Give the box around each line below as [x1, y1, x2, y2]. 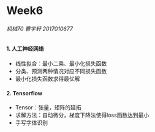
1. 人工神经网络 [6, 45, 44, 53]
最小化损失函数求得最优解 [15, 75, 80, 82]
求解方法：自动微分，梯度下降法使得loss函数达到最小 [15, 111, 149, 119]
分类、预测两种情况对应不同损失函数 [15, 68, 107, 75]
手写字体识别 [15, 119, 48, 127]
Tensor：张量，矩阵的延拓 [15, 104, 81, 111]
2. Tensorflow [6, 89, 43, 97]
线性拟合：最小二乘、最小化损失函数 [15, 60, 107, 67]
